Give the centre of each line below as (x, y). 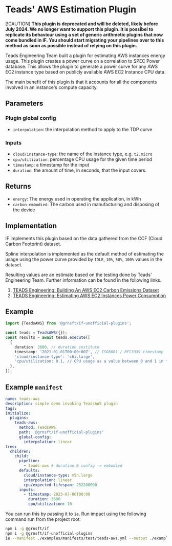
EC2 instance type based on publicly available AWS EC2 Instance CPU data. (85, 72)
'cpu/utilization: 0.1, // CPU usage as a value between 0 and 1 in (89, 361)
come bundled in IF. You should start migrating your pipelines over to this (85, 40)
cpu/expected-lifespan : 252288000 (60, 485)
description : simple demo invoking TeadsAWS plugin (61, 404)
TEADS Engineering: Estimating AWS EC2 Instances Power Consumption (89, 295)
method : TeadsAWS (37, 428)
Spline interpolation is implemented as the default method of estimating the (84, 253)
